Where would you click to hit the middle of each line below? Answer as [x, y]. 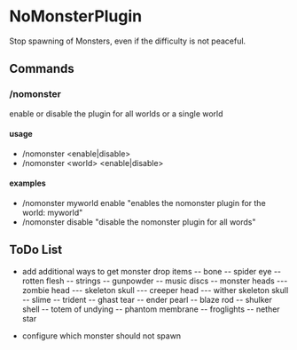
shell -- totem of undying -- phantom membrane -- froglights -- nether [151, 309]
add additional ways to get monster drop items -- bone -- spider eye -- [152, 271]
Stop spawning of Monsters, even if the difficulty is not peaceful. [128, 41]
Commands [42, 69]
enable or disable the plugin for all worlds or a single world [116, 114]
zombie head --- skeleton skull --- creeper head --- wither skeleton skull [155, 290]
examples [27, 183]
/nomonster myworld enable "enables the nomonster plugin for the [144, 203]
